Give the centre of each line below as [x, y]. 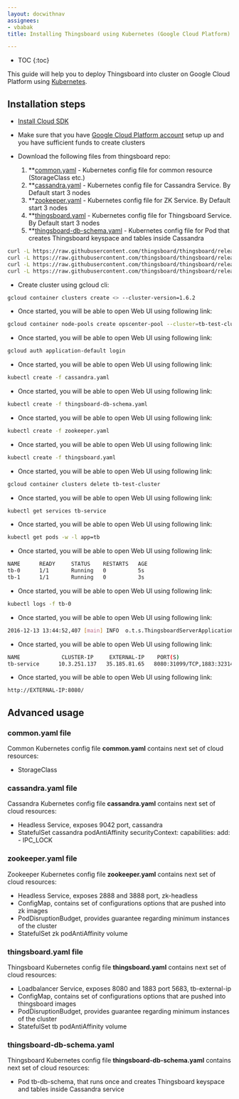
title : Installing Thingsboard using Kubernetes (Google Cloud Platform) [119, 34]
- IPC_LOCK [35, 840]
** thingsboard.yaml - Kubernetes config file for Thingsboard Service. [130, 216]
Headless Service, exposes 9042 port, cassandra [90, 825]
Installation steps [47, 104]
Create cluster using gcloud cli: [63, 285]
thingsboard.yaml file [46, 952]
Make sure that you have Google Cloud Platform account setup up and [121, 135]
